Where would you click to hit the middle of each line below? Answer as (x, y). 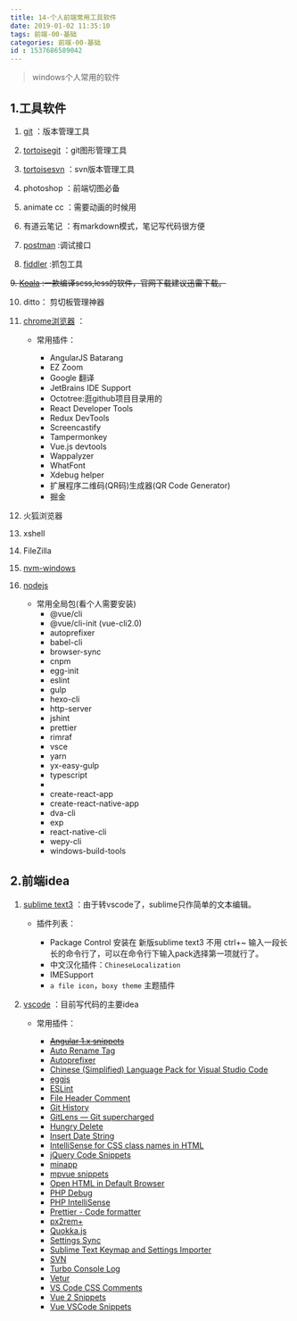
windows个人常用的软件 (76, 78)
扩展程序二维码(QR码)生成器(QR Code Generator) (140, 485)
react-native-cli (78, 832)
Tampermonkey (78, 436)
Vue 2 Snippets (78, 1297)
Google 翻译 (72, 378)
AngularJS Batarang (87, 357)
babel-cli (66, 642)
